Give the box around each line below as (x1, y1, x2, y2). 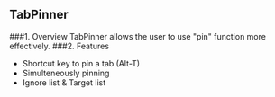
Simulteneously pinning (22, 67, 110, 78)
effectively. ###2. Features (9, 40, 110, 51)
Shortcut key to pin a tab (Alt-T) (22, 57, 141, 68)
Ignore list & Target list (22, 76, 106, 88)
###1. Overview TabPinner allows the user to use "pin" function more (9, 31, 266, 41)
